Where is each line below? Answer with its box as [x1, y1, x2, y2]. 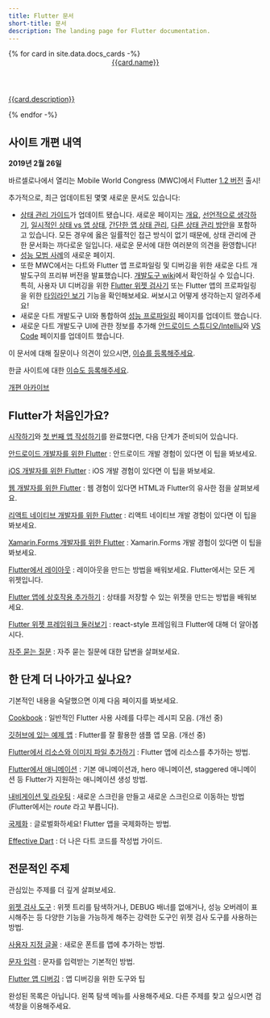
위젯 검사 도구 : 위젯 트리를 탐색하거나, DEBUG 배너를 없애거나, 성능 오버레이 [8, 902, 250, 911]
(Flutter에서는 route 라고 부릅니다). [8, 801, 119, 811]
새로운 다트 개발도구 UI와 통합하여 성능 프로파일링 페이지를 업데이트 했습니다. [19, 311, 262, 321]
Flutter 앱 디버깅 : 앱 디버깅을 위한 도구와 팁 [8, 974, 146, 983]
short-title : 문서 [8, 19, 67, 27]
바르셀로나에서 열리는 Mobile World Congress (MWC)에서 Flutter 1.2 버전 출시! [8, 175, 261, 186]
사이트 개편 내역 [8, 135, 82, 149]
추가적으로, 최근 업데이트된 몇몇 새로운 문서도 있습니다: [8, 193, 181, 203]
